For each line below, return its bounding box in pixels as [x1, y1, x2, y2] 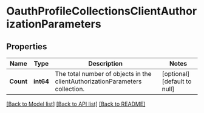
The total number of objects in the [55, 70, 152, 78]
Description [87, 60, 123, 67]
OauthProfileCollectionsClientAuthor [6, 4, 197, 18]
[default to [161, 77, 192, 86]
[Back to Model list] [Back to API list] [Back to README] [6, 100, 146, 108]
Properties [6, 41, 47, 52]
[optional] [161, 70, 190, 78]
